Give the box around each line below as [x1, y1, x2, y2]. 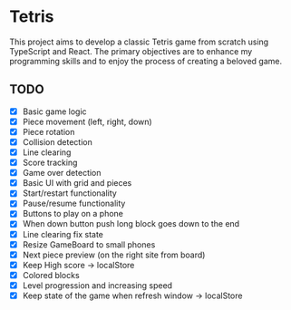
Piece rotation [22, 126, 75, 137]
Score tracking [22, 157, 78, 169]
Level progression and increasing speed [22, 279, 173, 291]
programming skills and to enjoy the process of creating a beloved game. [9, 55, 283, 66]
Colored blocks [22, 269, 80, 280]
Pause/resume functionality [22, 198, 126, 209]
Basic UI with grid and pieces [22, 178, 132, 189]
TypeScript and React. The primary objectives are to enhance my [9, 45, 253, 56]
